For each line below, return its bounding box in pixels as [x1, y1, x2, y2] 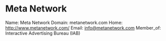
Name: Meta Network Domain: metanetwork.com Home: [5, 19, 123, 25]
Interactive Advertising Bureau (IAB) [5, 30, 81, 36]
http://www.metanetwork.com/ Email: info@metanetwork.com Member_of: [5, 24, 161, 30]
